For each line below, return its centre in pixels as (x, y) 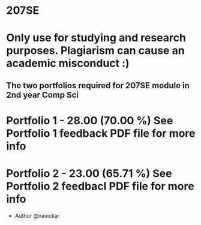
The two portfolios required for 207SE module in (98, 85)
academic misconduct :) (68, 63)
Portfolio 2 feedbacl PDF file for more (100, 186)
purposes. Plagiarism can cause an (95, 51)
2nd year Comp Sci (43, 94)
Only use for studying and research (96, 38)
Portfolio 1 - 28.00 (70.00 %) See (90, 120)
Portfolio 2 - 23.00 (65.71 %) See (89, 174)
